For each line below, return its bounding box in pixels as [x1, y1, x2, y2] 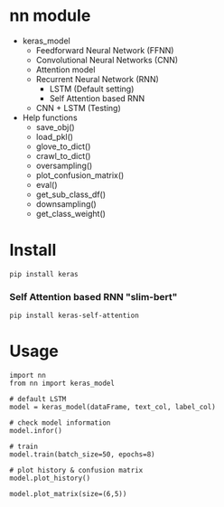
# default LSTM [9, 395, 67, 404]
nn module [9, 5, 91, 26]
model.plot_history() [9, 474, 91, 484]
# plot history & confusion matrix [9, 466, 144, 475]
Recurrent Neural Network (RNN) [35, 73, 160, 84]
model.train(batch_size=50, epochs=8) [9, 450, 155, 459]
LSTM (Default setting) [49, 83, 135, 94]
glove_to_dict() [35, 141, 91, 152]
